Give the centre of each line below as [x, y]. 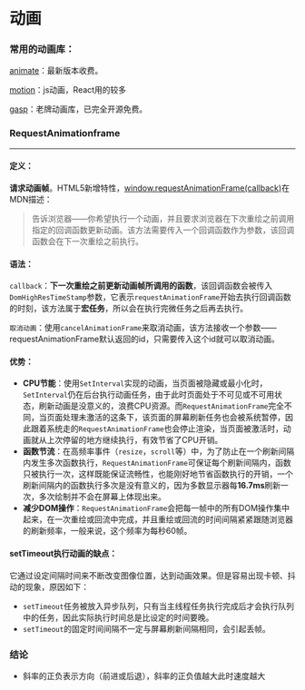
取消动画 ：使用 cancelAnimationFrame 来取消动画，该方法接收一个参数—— [143, 328]
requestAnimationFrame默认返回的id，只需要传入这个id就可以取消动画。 [144, 339]
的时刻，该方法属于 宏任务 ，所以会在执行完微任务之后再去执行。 [128, 309]
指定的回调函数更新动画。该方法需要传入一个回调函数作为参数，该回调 [163, 230]
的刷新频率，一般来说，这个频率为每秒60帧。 [107, 531]
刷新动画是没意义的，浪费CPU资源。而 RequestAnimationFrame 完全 [161, 406]
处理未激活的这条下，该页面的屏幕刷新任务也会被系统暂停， [174, 418]
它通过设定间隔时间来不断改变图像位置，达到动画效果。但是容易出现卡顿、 [148, 575]
